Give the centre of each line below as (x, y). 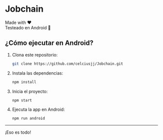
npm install (24, 82)
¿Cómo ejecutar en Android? (49, 43)
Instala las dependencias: (37, 73)
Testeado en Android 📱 (28, 27)
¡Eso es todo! (18, 132)
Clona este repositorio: (35, 55)
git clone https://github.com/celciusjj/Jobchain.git (67, 64)
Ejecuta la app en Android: (38, 110)
